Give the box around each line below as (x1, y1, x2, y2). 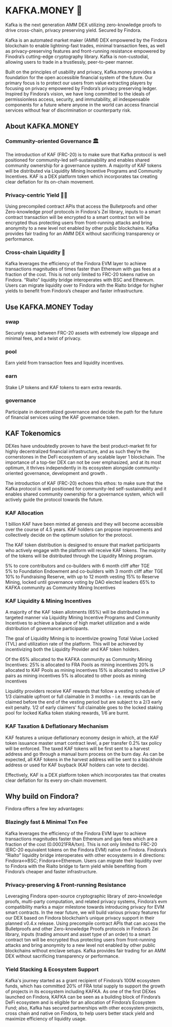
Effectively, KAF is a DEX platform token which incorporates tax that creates (5, 772, 166, 778)
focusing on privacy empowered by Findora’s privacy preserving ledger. (5, 85, 158, 91)
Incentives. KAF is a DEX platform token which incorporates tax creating (5, 173, 158, 179)
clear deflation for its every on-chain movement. (5, 777, 108, 783)
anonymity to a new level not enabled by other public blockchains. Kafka (5, 225, 159, 231)
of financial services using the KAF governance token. (5, 414, 120, 420)
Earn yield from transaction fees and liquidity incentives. (5, 360, 124, 366)
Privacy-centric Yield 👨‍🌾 (5, 191, 68, 198)
